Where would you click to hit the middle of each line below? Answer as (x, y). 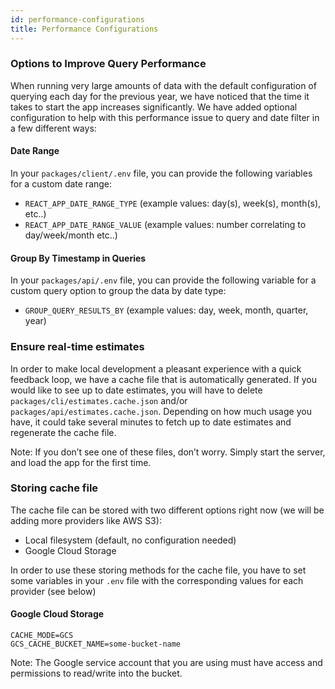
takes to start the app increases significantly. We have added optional (154, 107)
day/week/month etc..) (71, 235)
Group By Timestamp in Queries (78, 258)
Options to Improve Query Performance (108, 64)
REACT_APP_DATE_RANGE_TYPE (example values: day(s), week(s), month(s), (173, 203)
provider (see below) (53, 591)
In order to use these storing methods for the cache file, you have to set (158, 570)
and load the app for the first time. (81, 462)
